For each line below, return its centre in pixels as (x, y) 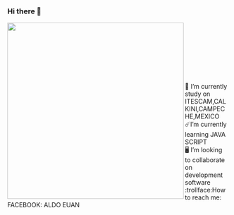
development (204, 175)
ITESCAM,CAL (206, 102)
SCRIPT (196, 142)
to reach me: (203, 197)
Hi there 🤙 (25, 11)
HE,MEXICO (202, 116)
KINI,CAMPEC (205, 109)
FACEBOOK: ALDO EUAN (43, 205)
